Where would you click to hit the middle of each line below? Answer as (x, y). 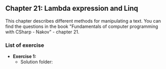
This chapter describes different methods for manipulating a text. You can (83, 21)
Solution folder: (36, 62)
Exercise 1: (25, 57)
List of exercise (25, 45)
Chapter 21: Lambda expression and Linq (72, 8)
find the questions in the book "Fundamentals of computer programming (82, 26)
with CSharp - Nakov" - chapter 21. (42, 32)
